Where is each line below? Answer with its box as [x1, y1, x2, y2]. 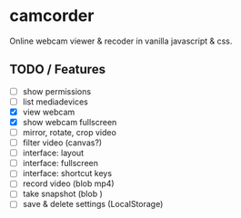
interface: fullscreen [22, 158, 98, 169]
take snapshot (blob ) [22, 188, 103, 200]
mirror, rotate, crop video [22, 127, 116, 137]
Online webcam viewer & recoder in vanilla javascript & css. [9, 35, 233, 46]
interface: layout [22, 147, 85, 159]
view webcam [22, 106, 75, 117]
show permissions [22, 85, 92, 96]
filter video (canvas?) [22, 137, 103, 148]
